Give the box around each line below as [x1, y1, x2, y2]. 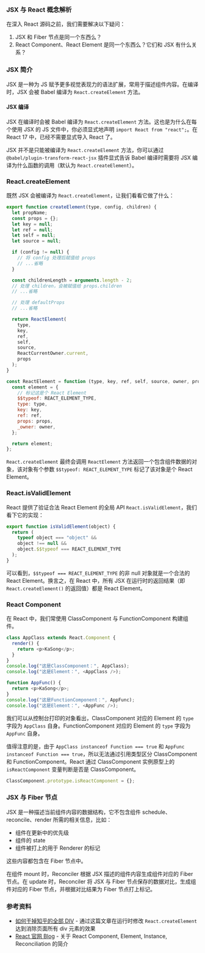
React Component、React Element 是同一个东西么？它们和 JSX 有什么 [15, 41, 192, 48]
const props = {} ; [12, 215, 59, 221]
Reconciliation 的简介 [15, 940, 69, 948]
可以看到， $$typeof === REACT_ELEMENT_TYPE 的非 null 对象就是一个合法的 [6, 569, 190, 577]
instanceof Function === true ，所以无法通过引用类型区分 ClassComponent [6, 750, 197, 758]
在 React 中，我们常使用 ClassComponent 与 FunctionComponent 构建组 [6, 615, 189, 623]
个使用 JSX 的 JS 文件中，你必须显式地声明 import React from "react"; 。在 [6, 125, 198, 133]
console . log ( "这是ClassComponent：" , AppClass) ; [6, 663, 130, 670]
